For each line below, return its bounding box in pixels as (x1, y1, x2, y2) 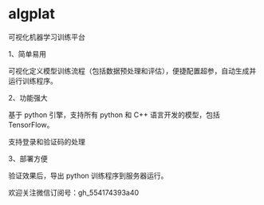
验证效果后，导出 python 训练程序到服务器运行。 (8, 171, 168, 180)
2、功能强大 (8, 93, 48, 102)
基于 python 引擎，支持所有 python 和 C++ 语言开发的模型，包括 (8, 109, 221, 120)
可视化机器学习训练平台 (8, 32, 85, 41)
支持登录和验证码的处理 (8, 136, 85, 146)
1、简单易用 (8, 49, 46, 58)
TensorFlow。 (8, 120, 54, 129)
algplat (8, 5, 56, 23)
